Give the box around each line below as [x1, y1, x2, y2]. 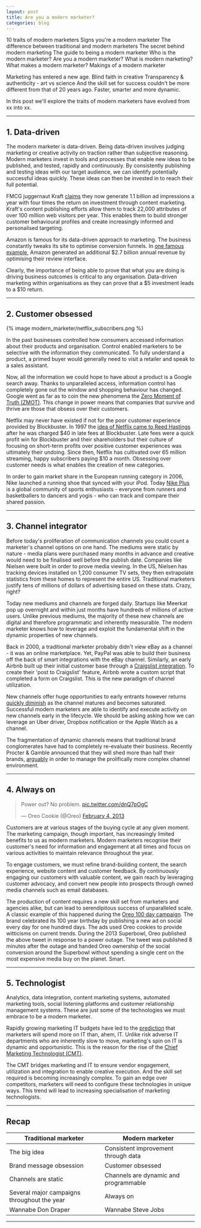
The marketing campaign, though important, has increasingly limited [6, 830, 175, 837]
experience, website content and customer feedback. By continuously [6, 867, 179, 874]
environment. [6, 762, 39, 769]
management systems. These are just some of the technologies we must [6, 1006, 185, 1014]
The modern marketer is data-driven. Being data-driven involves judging [6, 143, 185, 150]
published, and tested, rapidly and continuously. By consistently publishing [6, 162, 191, 169]
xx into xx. [6, 104, 32, 111]
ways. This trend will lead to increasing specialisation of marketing [6, 1087, 170, 1094]
